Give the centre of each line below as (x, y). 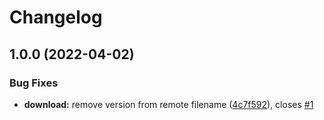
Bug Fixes (34, 83)
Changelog (56, 17)
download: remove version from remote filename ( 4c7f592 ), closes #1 (168, 104)
